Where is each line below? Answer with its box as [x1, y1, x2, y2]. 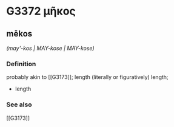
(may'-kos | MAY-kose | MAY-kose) [6, 44, 95, 52]
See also [6, 100, 32, 109]
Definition [6, 60, 36, 68]
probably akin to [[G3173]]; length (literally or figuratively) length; [6, 74, 169, 81]
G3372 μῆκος [6, 4, 76, 18]
